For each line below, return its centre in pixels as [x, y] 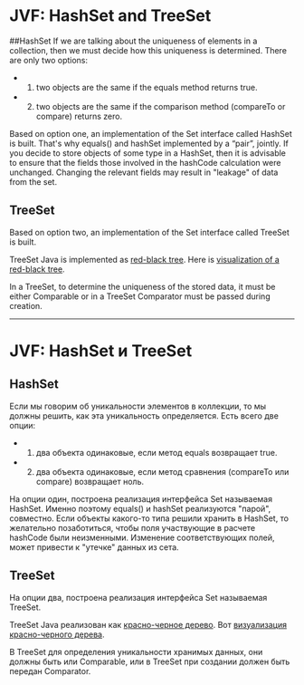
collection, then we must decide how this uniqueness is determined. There [148, 50]
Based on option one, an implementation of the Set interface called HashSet [151, 133]
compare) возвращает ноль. [90, 481]
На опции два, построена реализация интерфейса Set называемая [138, 597]
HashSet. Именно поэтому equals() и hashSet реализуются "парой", [140, 508]
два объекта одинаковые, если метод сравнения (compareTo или [162, 471]
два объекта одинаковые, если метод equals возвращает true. [157, 452]
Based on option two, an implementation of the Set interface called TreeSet [149, 232]
